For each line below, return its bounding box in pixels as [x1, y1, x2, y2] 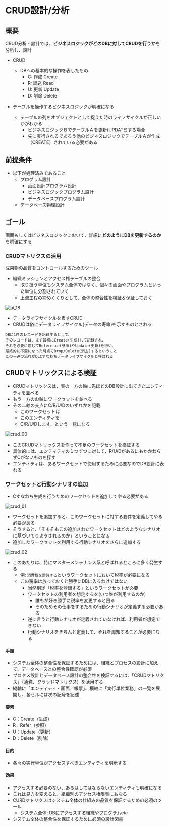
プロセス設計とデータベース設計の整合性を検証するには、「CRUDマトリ [12, 672, 160, 678]
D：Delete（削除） [12, 735, 52, 741]
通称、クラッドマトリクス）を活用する [23, 679, 103, 685]
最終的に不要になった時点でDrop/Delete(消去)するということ [5, 348, 118, 354]
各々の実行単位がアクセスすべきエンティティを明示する [12, 760, 127, 766]
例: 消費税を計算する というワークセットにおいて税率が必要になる [20, 572, 150, 578]
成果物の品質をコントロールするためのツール [5, 265, 98, 271]
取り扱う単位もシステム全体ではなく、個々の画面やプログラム [20, 281, 148, 288]
